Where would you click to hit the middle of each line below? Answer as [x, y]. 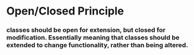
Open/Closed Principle [65, 11]
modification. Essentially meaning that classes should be [93, 37]
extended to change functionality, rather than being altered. [97, 45]
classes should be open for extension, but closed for [86, 30]
